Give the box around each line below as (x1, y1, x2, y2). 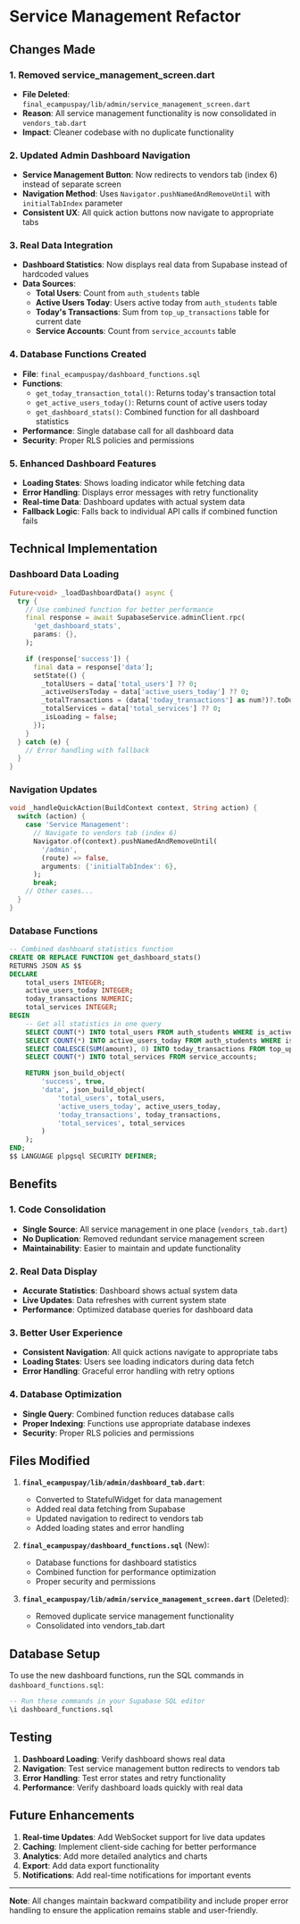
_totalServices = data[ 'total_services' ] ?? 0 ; (41, 704, 221, 714)
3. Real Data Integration (9, 239, 113, 252)
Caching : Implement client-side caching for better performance (21, 1841, 257, 1852)
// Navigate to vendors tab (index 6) (32, 829, 178, 838)
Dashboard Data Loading (9, 568, 120, 581)
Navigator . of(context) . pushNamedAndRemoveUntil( (32, 837, 218, 846)
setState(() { (32, 671, 87, 680)
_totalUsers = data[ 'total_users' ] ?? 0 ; (41, 679, 198, 689)
